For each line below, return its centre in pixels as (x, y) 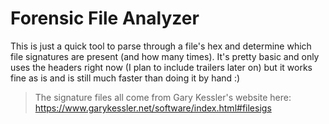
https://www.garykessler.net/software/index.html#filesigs (153, 108)
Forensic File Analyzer (105, 18)
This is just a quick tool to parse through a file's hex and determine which (161, 46)
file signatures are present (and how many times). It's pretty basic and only (165, 56)
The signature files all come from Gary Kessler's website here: (163, 97)
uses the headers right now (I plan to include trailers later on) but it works (161, 67)
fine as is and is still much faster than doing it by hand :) (125, 78)
